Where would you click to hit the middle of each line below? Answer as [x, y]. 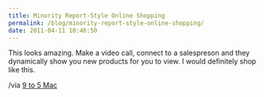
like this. [22, 70]
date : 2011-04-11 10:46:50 [53, 30]
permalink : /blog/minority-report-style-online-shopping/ [106, 23]
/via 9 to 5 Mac [33, 85]
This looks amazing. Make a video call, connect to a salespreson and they [129, 53]
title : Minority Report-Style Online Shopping [87, 16]
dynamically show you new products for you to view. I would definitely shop [132, 61]
